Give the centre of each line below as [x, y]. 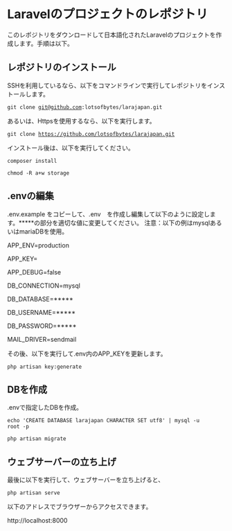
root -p [18, 427]
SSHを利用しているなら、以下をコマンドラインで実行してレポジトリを [107, 85]
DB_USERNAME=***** [42, 312]
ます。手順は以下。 [46, 43]
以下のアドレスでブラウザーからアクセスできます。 [80, 507]
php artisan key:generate [44, 367]
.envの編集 [30, 196]
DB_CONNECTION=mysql [44, 286]
